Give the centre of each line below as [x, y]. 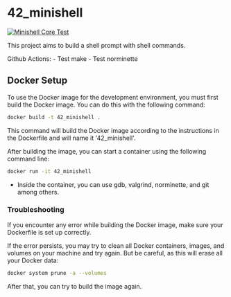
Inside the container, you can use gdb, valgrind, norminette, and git [113, 184]
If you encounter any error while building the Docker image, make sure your [115, 225]
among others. [38, 192]
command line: [28, 159]
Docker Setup [37, 81]
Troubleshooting [36, 210]
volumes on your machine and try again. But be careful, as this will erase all [115, 253]
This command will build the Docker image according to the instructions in [113, 130]
